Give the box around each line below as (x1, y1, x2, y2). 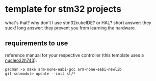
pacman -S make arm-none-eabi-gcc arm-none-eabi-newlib (5, 67, 122, 72)
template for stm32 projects (5, 3, 122, 15)
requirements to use (5, 39, 68, 48)
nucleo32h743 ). (5, 57, 37, 63)
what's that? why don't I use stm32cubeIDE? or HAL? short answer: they (5, 20, 152, 26)
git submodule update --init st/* (5, 71, 76, 76)
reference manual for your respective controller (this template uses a (5, 52, 144, 58)
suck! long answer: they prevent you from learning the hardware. (5, 25, 136, 30)
